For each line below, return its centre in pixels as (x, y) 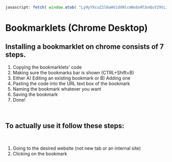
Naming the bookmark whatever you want (57, 89)
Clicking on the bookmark (40, 153)
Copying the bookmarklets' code (47, 67)
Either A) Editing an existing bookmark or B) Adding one (71, 78)
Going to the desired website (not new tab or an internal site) (77, 148)
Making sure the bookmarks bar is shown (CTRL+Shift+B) (73, 72)
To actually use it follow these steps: (65, 126)
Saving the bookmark (35, 94)
